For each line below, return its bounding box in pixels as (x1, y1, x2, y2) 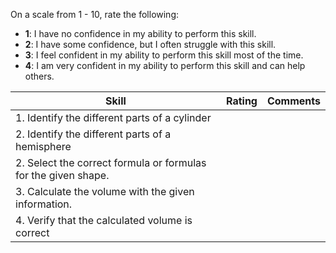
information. (15, 197, 73, 211)
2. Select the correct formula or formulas (15, 156, 207, 169)
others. (24, 70, 55, 82)
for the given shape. (15, 169, 110, 182)
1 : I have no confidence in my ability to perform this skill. (24, 28, 257, 39)
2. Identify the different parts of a (15, 127, 172, 141)
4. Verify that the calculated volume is (15, 214, 193, 227)
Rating (225, 94, 258, 108)
